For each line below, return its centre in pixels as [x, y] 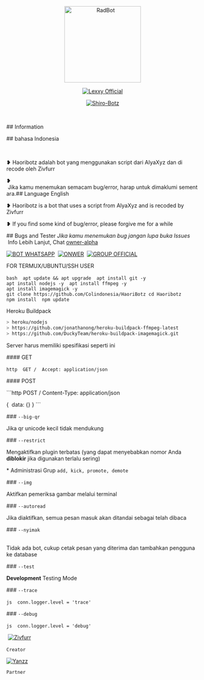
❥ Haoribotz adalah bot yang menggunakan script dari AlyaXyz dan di [94, 162]
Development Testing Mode [42, 578]
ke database [22, 554]
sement [188, 187]
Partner [16, 672]
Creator [16, 649]
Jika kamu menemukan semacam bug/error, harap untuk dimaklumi [93, 187]
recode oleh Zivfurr [31, 169]
